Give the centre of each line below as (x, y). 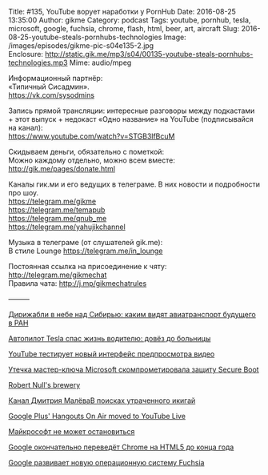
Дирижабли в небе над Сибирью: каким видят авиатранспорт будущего (132, 314)
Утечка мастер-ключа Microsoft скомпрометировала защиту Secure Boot (134, 369)
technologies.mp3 (38, 62)
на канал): (26, 128)
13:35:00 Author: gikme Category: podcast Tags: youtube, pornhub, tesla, (130, 20)
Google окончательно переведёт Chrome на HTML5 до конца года (121, 447)
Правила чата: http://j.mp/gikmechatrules (78, 283)
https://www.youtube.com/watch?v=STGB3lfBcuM (92, 136)
